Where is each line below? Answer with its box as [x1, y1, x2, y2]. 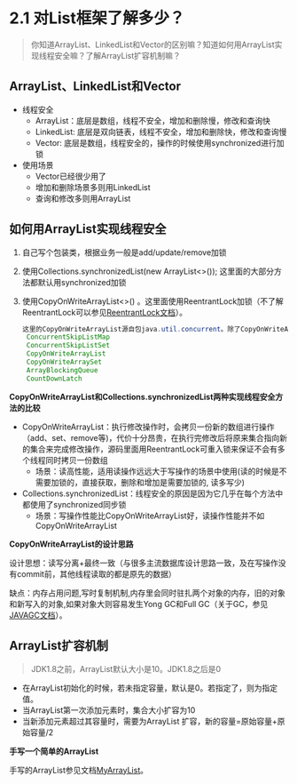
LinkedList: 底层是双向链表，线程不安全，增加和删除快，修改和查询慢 [35, 126, 287, 137]
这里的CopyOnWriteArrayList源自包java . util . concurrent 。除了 [21, 324, 241, 333]
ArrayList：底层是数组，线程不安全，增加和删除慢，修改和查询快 [35, 115, 270, 125]
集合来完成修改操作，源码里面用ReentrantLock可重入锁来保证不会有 [29, 444, 277, 454]
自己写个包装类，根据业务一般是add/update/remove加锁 [21, 246, 228, 258]
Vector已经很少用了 [35, 171, 106, 181]
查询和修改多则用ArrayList [35, 193, 131, 204]
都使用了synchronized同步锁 [21, 499, 127, 509]
